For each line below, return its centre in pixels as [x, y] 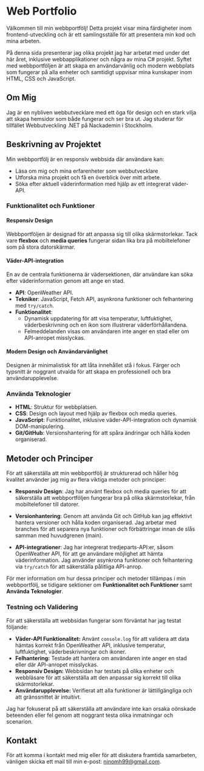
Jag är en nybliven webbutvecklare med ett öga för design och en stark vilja [101, 112]
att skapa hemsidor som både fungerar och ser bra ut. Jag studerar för [95, 119]
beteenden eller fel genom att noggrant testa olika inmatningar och [90, 715]
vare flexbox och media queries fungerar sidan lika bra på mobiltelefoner [98, 240]
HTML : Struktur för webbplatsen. [56, 407]
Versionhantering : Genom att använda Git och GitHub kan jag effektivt [104, 516]
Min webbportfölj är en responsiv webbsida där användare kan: [85, 159]
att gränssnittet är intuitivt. [48, 697]
